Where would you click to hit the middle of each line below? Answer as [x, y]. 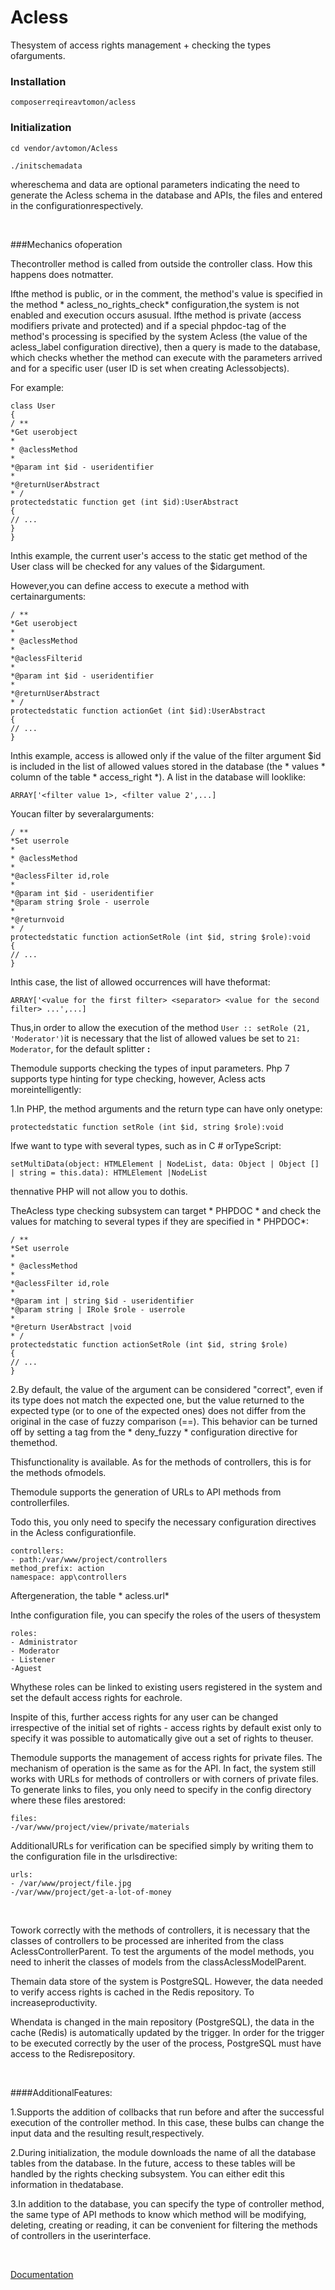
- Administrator [44, 1642]
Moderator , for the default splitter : [80, 1048]
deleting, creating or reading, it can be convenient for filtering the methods [164, 2225]
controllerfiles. [40, 1502]
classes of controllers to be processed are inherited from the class [147, 1940]
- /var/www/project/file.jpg [71, 1883]
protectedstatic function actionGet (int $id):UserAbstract [138, 711]
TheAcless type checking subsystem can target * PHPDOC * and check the [166, 1210]
